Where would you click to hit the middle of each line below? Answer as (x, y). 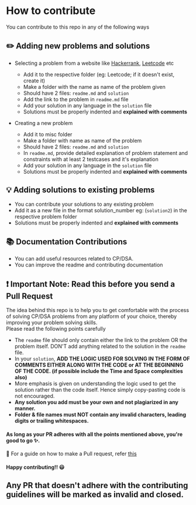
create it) (34, 81)
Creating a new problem (44, 123)
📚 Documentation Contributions (67, 242)
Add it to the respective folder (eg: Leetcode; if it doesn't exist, (99, 74)
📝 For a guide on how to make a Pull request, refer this (71, 454)
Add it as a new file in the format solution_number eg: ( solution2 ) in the (101, 210)
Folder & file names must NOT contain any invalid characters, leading (100, 415)
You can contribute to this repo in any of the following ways (78, 27)
